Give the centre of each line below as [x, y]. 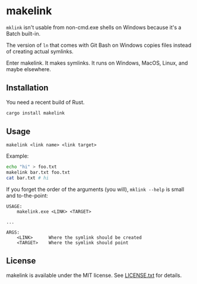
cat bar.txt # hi [28, 178]
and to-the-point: [27, 196]
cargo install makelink [36, 113]
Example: [18, 156]
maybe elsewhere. [29, 69]
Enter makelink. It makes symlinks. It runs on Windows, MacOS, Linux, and [97, 63]
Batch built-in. [23, 33]
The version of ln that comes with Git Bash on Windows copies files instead [99, 45]
